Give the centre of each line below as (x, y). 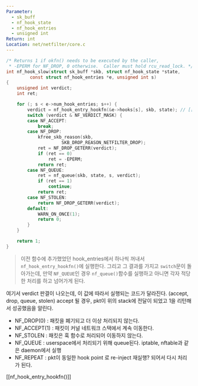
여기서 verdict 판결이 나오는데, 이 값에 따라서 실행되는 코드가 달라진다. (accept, (97, 293)
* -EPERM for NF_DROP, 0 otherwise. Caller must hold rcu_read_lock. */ (101, 66)
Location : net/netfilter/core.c (46, 45)
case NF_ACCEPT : (47, 121)
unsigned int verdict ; (44, 88)
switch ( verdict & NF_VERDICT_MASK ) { (75, 115)
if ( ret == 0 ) (55, 153)
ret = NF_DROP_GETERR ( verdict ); (77, 148)
